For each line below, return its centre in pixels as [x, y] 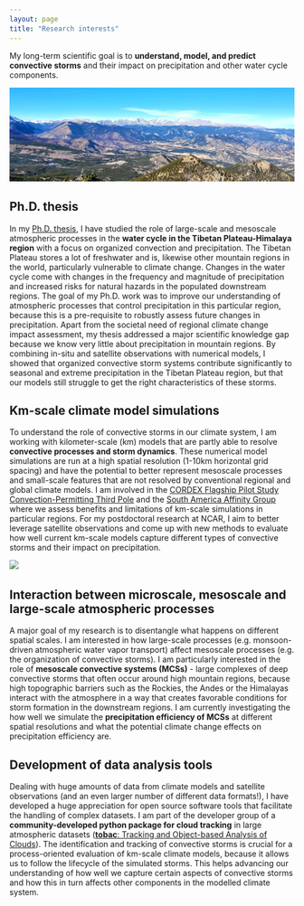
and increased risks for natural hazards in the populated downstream [138, 286]
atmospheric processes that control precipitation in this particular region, [145, 305]
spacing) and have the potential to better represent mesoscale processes [146, 471]
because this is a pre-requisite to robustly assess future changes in [135, 315]
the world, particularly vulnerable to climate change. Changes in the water [147, 267]
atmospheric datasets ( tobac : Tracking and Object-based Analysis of [138, 835]
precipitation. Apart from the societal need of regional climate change [139, 325]
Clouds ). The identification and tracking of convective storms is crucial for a [151, 845]
